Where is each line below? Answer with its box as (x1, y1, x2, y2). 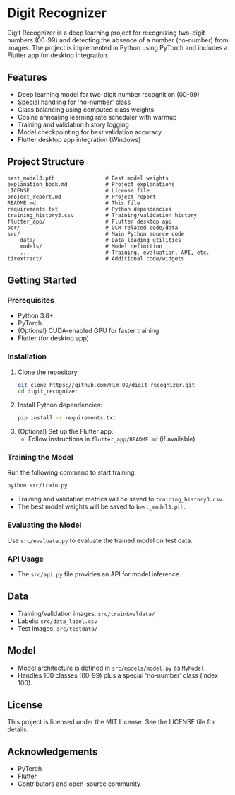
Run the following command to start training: (7, 468, 137, 477)
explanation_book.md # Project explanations (7, 180, 175, 188)
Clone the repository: (17, 368, 80, 376)
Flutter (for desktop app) (17, 334, 90, 342)
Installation (7, 352, 47, 361)
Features (7, 71, 47, 83)
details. (7, 725, 29, 733)
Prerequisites (7, 295, 54, 305)
